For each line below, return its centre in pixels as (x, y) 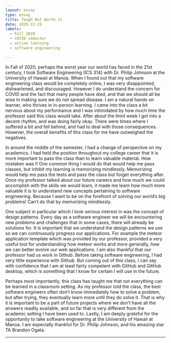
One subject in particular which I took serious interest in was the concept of (85, 211)
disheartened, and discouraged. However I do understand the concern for (83, 89)
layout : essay (20, 10)
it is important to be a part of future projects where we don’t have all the (81, 303)
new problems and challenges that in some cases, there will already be (80, 222)
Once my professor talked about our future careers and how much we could (85, 180)
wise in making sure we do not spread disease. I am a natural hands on (80, 100)
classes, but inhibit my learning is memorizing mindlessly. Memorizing (79, 169)
